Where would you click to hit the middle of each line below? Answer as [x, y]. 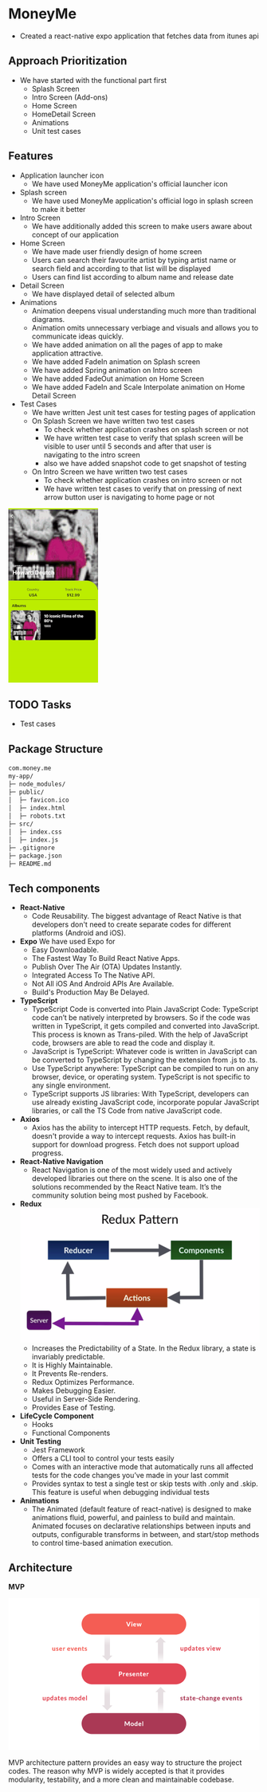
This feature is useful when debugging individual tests [120, 1492]
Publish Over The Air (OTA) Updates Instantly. [107, 967]
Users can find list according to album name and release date [132, 276]
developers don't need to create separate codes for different [131, 924]
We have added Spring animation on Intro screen [112, 370]
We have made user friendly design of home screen [117, 251]
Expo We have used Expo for [67, 941]
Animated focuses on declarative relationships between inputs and [141, 1526]
